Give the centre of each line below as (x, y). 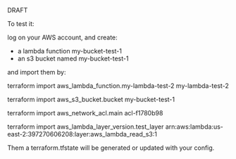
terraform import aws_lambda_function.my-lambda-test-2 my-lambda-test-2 (118, 86)
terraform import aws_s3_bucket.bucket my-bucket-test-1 (91, 99)
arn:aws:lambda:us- (194, 127)
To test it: (21, 24)
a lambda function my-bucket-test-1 (69, 51)
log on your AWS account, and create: (62, 37)
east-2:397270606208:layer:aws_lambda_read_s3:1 (82, 134)
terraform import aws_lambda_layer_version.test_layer (86, 127)
